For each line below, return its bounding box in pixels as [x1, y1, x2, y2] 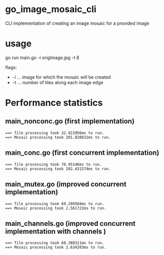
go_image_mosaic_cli [5, 4, 97, 15]
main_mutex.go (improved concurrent [5, 180, 127, 188]
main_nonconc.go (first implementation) [5, 117, 135, 125]
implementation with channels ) [5, 227, 106, 235]
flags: [5, 64, 17, 70]
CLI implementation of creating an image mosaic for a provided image [5, 20, 149, 26]
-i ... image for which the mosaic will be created [12, 74, 111, 80]
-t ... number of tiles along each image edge [12, 79, 104, 85]
